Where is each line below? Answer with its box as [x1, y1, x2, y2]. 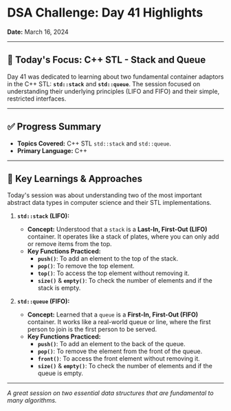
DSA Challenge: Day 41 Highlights [7, 5, 203, 21]
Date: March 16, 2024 [7, 28, 69, 36]
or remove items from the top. [27, 240, 112, 248]
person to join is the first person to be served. [27, 325, 157, 334]
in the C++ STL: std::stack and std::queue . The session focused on [7, 79, 201, 88]
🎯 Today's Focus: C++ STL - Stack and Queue [7, 54, 206, 66]
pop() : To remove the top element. [37, 262, 135, 270]
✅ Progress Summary [7, 121, 102, 132]
